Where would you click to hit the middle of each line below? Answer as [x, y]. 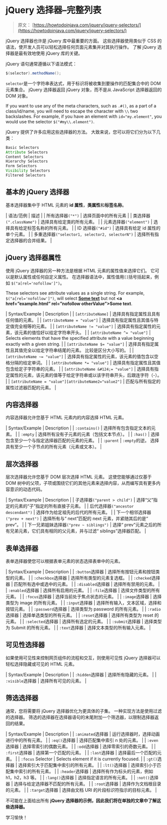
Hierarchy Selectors [27, 161]
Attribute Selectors [27, 152]
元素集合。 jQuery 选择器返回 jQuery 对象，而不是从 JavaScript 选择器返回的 [84, 90]
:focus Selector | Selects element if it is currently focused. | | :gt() [89, 759]
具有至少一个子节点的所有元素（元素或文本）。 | [54, 447]
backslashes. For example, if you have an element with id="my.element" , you [84, 116]
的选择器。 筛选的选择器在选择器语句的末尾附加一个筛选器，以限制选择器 [80, 717]
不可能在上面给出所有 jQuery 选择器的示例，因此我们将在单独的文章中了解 [81, 800]
